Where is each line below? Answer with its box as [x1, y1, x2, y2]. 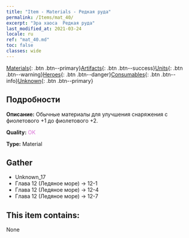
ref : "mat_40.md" [6, 37, 50, 43]
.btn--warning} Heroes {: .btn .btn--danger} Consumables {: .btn [6, 70, 160, 78]
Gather [6, 157, 33, 168]
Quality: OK [6, 129, 36, 136]
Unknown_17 [14, 174, 46, 181]
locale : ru [6, 31, 34, 37]
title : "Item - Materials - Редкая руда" [6, 8, 112, 15]
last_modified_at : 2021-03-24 [6, 25, 82, 32]
